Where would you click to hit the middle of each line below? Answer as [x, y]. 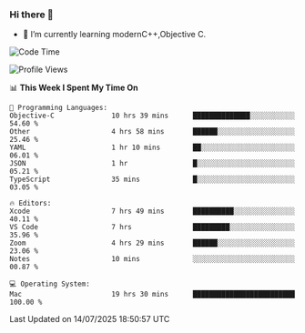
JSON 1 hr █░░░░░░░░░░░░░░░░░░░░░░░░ [152, 164]
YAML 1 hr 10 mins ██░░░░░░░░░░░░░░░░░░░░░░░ [152, 148]
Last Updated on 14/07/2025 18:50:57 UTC [90, 319]
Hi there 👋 [32, 15]
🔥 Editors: [30, 204]
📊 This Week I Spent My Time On [74, 88]
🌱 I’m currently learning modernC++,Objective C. [114, 35]
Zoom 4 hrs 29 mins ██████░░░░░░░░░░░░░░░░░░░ [152, 243]
